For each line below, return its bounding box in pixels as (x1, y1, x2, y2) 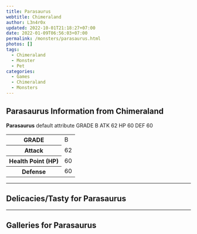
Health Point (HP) (9, 157, 59, 165)
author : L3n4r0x (6, 19, 46, 25)
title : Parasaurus (6, 8, 51, 15)
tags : (6, 47, 19, 53)
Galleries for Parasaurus (6, 220, 97, 230)
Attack (24, 146, 44, 154)
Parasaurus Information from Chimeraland (6, 106, 164, 116)
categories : (6, 68, 35, 74)
